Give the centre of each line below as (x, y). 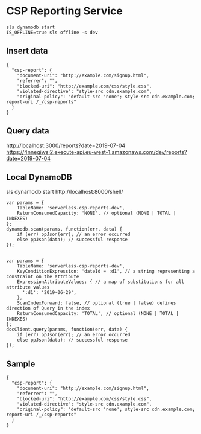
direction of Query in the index (48, 308)
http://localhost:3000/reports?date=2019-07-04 (66, 145)
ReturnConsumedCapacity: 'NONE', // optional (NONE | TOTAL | (97, 213)
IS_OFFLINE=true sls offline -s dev (52, 32)
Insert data (27, 51)
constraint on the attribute (43, 277)
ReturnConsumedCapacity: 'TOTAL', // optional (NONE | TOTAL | (98, 314)
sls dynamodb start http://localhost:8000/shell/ (65, 192)
